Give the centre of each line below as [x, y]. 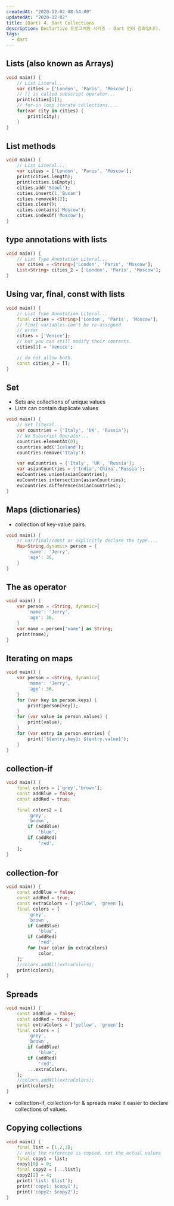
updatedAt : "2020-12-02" [37, 17]
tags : [13, 34]
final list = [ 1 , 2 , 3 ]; [45, 1147]
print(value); [45, 722]
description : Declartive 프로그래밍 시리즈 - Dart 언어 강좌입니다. [83, 28]
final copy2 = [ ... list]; [49, 1170]
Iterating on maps [40, 658]
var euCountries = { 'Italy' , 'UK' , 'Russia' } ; [76, 463]
